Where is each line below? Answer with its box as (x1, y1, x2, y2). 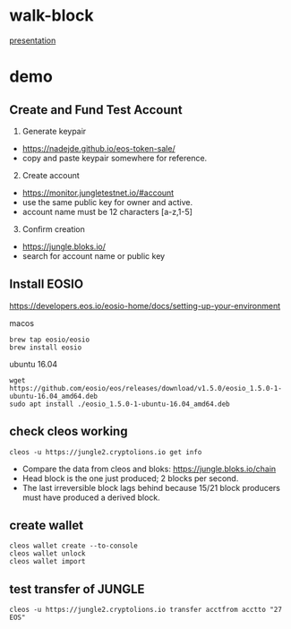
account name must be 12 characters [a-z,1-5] (21, 206, 193, 217)
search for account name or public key (21, 250, 166, 261)
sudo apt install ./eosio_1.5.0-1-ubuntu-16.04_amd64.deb (9, 400, 230, 409)
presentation (9, 35, 56, 46)
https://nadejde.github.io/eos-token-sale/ (21, 142, 176, 153)
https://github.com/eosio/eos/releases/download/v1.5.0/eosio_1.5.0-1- (9, 383, 282, 392)
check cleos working (9, 424, 128, 439)
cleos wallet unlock (9, 549, 87, 558)
